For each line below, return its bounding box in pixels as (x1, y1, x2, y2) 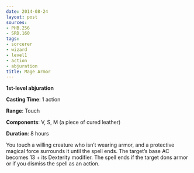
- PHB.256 (6, 25, 30, 31)
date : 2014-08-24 (6, 8, 49, 15)
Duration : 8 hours (6, 130, 49, 137)
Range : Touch (6, 107, 40, 114)
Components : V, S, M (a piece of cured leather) (6, 118, 121, 126)
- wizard (6, 47, 27, 53)
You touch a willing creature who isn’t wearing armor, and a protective (6, 141, 175, 148)
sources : (6, 19, 27, 25)
